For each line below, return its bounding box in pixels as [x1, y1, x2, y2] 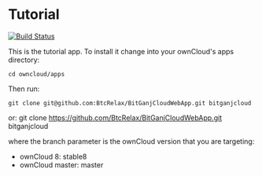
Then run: [8, 84, 40, 93]
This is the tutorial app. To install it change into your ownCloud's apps [8, 46, 234, 56]
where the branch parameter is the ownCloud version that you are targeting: [8, 136, 255, 146]
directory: [8, 55, 40, 64]
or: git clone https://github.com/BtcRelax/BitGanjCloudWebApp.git [8, 112, 223, 123]
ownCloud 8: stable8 [19, 152, 87, 161]
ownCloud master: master [19, 159, 104, 170]
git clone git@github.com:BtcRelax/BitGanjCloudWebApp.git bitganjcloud [8, 99, 252, 107]
